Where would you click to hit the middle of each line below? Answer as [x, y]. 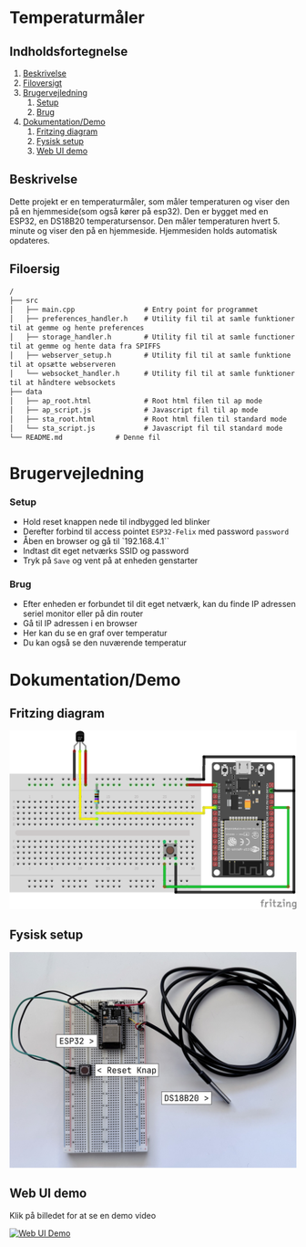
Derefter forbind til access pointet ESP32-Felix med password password [156, 531]
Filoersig [35, 269]
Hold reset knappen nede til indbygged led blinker [116, 522]
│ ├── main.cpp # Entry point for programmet [134, 309]
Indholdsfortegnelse [69, 52]
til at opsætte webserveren [63, 364]
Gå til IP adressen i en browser [80, 623]
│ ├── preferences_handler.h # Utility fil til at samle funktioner [153, 319]
